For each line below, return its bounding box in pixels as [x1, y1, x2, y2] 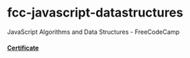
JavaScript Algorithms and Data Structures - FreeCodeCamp [7, 28, 180, 36]
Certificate [7, 43, 39, 52]
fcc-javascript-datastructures [7, 5, 184, 21]
